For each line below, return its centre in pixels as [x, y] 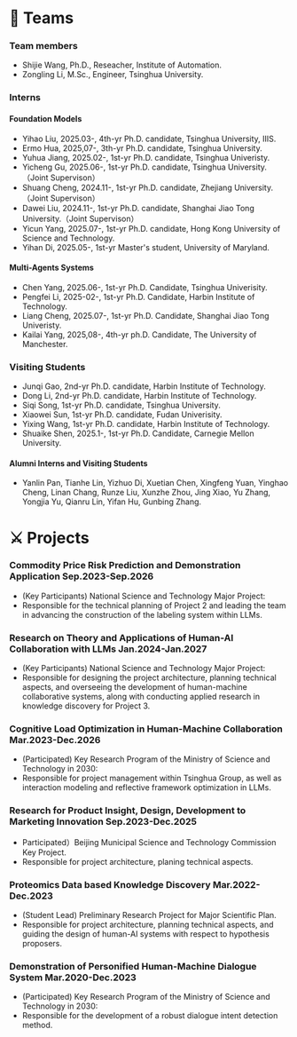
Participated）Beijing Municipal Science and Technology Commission [149, 842]
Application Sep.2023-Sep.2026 [82, 576]
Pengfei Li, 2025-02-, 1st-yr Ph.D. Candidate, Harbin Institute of [138, 297]
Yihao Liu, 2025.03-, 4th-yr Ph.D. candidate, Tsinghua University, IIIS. [149, 139]
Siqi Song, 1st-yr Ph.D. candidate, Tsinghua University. [121, 405]
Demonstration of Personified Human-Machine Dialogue [133, 966]
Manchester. [45, 344]
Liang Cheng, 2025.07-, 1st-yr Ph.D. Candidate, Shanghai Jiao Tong [145, 315]
